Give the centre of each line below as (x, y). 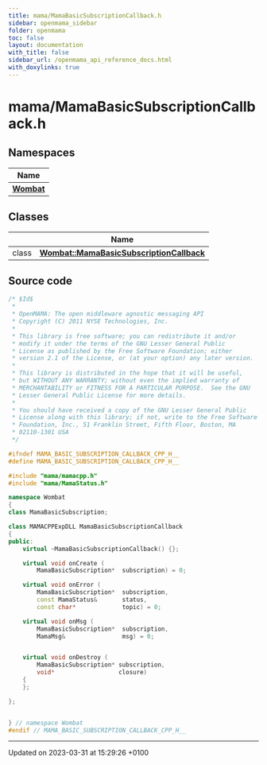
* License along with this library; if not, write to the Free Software (135, 417)
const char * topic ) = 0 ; (99, 607)
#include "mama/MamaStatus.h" (58, 483)
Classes (29, 217)
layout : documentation (46, 45)
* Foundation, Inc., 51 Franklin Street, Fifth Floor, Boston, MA (124, 425)
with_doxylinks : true (44, 68)
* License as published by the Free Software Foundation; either (122, 351)
